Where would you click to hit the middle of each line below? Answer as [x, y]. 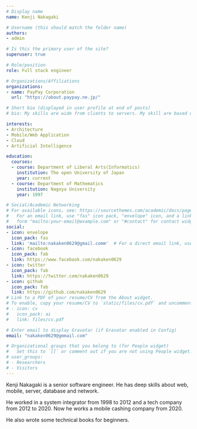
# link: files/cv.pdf [35, 319]
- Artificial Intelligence [39, 146]
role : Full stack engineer [39, 70]
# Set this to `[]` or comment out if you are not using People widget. [99, 352]
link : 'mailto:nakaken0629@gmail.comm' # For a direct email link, [97, 243]
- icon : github [25, 281]
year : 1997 [30, 195]
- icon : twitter [26, 265]
